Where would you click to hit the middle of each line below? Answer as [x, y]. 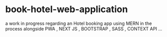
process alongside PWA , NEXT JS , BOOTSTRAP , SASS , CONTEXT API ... [84, 28]
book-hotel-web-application [67, 9]
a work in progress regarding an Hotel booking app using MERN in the [79, 23]
